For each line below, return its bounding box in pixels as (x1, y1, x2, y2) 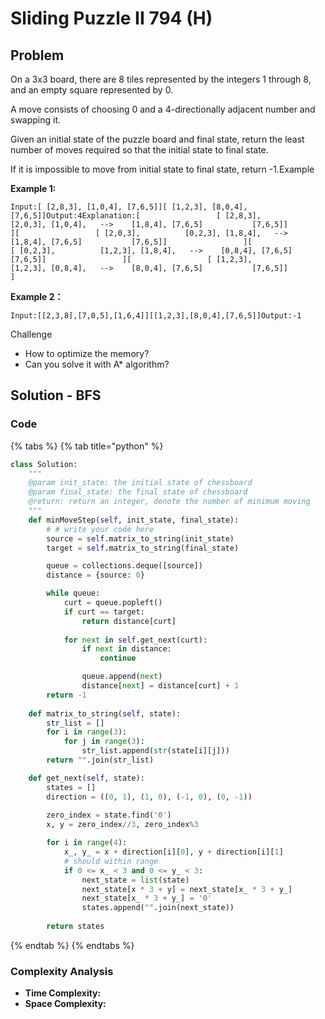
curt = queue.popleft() (63, 598, 163, 608)
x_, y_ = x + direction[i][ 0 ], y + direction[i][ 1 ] (63, 847, 284, 857)
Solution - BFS (10, 387, 102, 404)
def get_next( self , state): (28, 773, 145, 783)
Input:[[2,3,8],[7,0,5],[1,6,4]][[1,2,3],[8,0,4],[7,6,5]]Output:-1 (10, 311, 302, 321)
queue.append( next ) (81, 672, 163, 682)
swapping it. (10, 114, 62, 126)
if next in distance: (81, 644, 172, 654)
